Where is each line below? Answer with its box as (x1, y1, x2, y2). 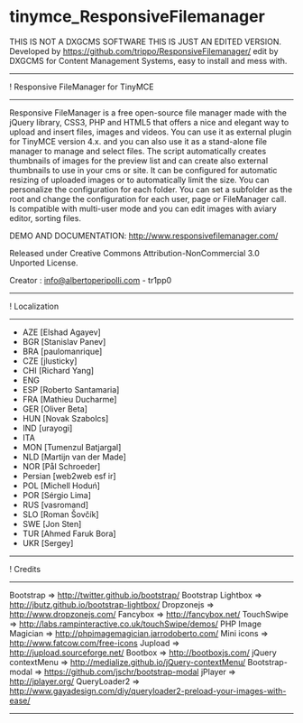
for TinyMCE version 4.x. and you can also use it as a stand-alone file (9, 135, 268, 146)
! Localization (9, 301, 60, 311)
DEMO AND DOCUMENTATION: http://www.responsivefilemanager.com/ (9, 230, 279, 241)
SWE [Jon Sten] (22, 518, 82, 529)
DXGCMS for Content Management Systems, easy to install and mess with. (9, 55, 288, 66)
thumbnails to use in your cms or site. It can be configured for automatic (9, 164, 278, 175)
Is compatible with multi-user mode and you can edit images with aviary (9, 203, 277, 214)
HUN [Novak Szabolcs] (22, 412, 109, 423)
